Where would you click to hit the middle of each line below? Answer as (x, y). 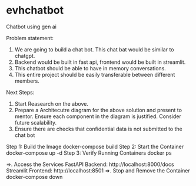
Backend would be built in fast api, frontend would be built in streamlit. (100, 62)
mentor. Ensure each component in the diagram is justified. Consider (98, 116)
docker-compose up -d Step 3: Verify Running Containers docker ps (89, 153)
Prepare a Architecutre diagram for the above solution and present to (98, 110)
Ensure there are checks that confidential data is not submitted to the (98, 129)
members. (27, 81)
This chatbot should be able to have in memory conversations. (90, 68)
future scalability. (36, 122)
